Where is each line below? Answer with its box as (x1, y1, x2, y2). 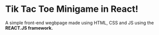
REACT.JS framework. (5, 25, 53, 31)
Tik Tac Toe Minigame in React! (5, 3, 138, 15)
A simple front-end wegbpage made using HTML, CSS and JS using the (5, 20, 154, 26)
